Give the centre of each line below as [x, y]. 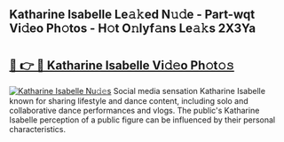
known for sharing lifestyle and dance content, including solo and [129, 101]
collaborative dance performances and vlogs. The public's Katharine [134, 110]
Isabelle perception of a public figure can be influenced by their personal [142, 120]
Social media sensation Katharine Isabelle [189, 91]
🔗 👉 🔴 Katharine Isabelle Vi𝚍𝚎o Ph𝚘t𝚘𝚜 [122, 65]
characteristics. [38, 129]
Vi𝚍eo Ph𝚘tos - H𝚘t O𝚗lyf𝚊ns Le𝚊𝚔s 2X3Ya [132, 29]
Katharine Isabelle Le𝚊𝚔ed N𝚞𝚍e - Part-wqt [132, 15]
